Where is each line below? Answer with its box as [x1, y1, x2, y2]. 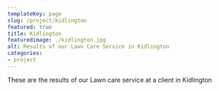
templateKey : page [7, 10, 62, 18]
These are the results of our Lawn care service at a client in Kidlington [7, 75, 213, 84]
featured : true [7, 23, 52, 30]
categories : [7, 50, 43, 57]
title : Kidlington [7, 30, 62, 37]
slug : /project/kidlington [7, 17, 87, 24]
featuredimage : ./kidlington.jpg [7, 37, 106, 44]
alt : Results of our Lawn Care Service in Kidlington [7, 43, 170, 50]
